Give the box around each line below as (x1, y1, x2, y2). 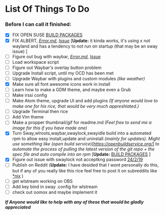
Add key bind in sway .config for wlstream (12, 184, 98, 190)
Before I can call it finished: (5, 21, 72, 28)
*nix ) (12, 173, 24, 179)
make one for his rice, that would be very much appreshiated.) (12, 103, 139, 109)
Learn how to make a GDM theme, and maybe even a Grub (12, 87, 131, 93)
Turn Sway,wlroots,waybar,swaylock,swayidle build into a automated (12, 130, 152, 136)
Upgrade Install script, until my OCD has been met (12, 70, 114, 76)
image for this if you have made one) (12, 125, 87, 131)
